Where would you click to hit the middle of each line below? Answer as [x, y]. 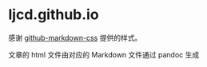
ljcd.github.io [54, 15]
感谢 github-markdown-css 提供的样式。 [75, 37]
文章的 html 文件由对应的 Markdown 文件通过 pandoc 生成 [104, 54]
